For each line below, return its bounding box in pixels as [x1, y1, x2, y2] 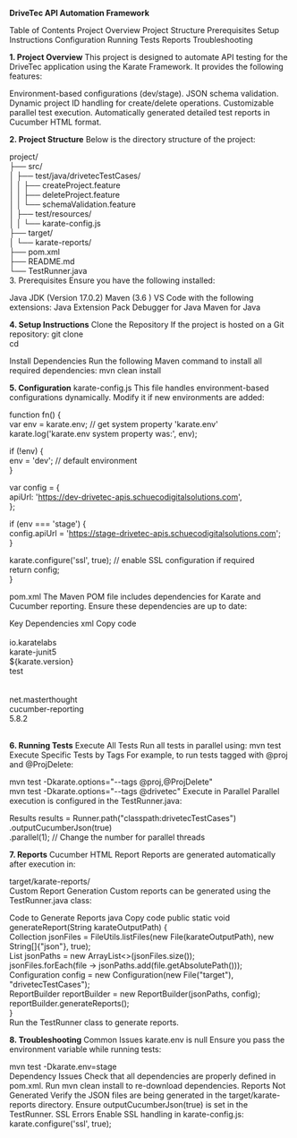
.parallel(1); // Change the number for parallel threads [9, 832, 206, 843]
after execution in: [9, 859, 76, 869]
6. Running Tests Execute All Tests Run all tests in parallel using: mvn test [9, 740, 282, 750]
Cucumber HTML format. [9, 116, 102, 127]
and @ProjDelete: [9, 759, 74, 769]
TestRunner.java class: [9, 895, 92, 905]
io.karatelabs [9, 637, 57, 647]
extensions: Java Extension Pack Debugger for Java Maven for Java [9, 302, 261, 312]
